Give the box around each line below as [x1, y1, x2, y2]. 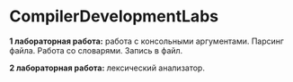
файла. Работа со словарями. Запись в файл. [9, 45, 183, 55]
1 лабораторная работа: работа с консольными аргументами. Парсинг [9, 36, 285, 46]
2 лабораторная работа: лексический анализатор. [9, 62, 205, 73]
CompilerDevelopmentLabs [9, 6, 218, 27]
